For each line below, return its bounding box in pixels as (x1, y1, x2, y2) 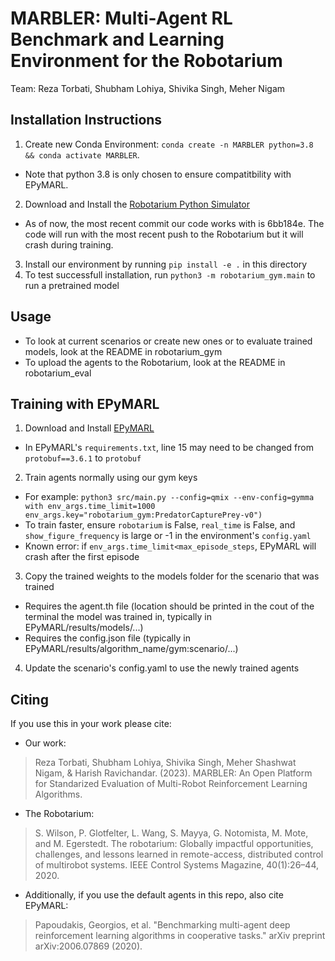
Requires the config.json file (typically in (24, 632, 191, 644)
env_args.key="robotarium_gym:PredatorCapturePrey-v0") (24, 510, 263, 521)
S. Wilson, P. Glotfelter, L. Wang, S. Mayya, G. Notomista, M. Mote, (34, 827, 309, 839)
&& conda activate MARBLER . (24, 148, 140, 161)
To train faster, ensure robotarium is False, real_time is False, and (24, 519, 296, 531)
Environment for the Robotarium (10, 50, 283, 72)
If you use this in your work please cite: (10, 718, 172, 730)
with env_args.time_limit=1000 (24, 502, 156, 512)
